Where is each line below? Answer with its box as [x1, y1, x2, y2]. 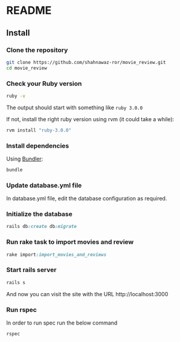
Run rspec [6, 305, 37, 314]
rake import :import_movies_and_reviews [6, 252, 107, 258]
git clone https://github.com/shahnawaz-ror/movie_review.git [6, 59, 166, 65]
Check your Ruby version [6, 79, 82, 87]
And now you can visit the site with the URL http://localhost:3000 [6, 290, 169, 297]
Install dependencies [6, 141, 69, 150]
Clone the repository [6, 46, 68, 54]
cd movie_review [6, 65, 47, 71]
